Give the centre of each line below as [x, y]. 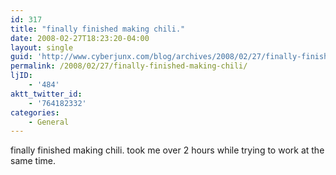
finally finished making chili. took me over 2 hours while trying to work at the [167, 150]
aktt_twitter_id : [46, 94]
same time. [33, 161]
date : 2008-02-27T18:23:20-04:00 [80, 38]
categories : [35, 112]
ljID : [21, 76]
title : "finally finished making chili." [98, 29]
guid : [21, 57]
